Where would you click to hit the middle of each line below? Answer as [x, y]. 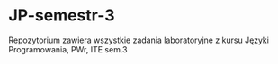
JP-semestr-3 [62, 16]
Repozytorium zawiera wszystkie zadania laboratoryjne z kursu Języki [139, 40]
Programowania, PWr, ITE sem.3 [68, 49]
